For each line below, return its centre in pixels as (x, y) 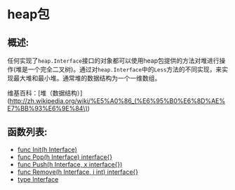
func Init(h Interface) (47, 149)
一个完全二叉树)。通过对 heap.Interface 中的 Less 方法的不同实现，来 (125, 69)
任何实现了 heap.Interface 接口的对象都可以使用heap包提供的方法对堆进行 (113, 61)
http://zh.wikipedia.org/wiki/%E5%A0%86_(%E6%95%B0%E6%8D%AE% (117, 101)
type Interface (38, 179)
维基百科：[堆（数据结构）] (45, 93)
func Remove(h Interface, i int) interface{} (78, 172)
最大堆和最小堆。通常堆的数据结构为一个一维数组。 (87, 78)
